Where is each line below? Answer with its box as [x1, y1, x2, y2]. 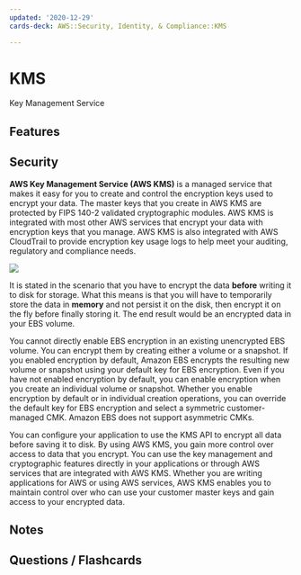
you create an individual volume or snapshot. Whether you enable [9, 383, 253, 394]
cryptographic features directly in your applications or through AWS [9, 458, 261, 469]
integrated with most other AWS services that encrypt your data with [9, 217, 263, 228]
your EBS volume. [9, 318, 75, 328]
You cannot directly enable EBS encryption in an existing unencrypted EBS [9, 335, 286, 346]
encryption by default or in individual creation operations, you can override [9, 392, 287, 403]
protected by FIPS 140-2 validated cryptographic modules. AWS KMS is [9, 207, 274, 218]
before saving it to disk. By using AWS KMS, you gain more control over [9, 438, 274, 450]
